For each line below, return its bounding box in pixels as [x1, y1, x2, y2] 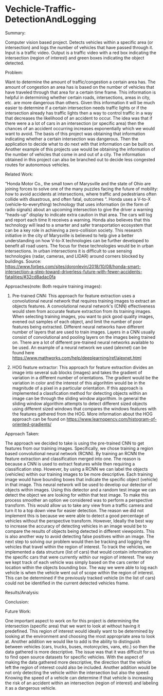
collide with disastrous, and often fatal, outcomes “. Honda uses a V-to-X [5, 196, 151, 202]
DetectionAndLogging [5, 14, 96, 25]
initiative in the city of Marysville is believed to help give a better [5, 232, 134, 238]
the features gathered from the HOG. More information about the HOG [12, 411, 153, 417]
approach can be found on [12, 416, 66, 422]
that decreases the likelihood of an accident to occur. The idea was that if [5, 115, 152, 121]
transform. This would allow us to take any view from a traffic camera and [5, 502, 153, 508]
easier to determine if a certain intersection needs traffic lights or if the [5, 105, 147, 111]
